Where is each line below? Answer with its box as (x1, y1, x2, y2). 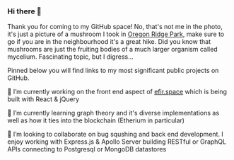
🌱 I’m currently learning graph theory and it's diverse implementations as (7, 109, 220, 118)
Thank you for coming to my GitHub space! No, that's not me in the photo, (7, 23, 223, 31)
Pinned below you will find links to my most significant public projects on (7, 67, 219, 75)
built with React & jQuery (7, 95, 80, 103)
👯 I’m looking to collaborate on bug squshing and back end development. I (7, 130, 224, 139)
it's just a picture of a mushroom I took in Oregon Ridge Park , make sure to (7, 30, 225, 38)
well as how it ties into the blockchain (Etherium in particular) (7, 116, 185, 125)
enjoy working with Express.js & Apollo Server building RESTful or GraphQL (7, 137, 227, 146)
